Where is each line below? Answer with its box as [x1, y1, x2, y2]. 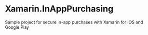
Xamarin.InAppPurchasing [5, 3, 114, 14]
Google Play [5, 24, 29, 30]
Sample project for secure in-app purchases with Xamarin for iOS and [5, 19, 144, 25]
